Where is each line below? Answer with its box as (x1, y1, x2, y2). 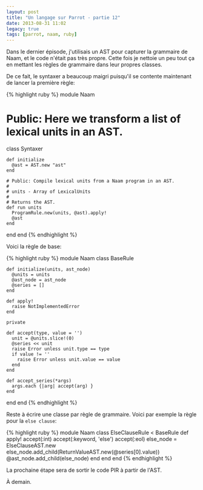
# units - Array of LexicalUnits (6, 189, 91, 195)
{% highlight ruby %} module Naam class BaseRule (6, 255, 135, 262)
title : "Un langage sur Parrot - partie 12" (6, 15, 121, 21)
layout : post (6, 8, 39, 15)
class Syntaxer (6, 145, 44, 152)
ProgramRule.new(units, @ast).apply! (12, 210, 107, 216)
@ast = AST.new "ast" (12, 162, 67, 169)
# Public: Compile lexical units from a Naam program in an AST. (6, 178, 175, 184)
